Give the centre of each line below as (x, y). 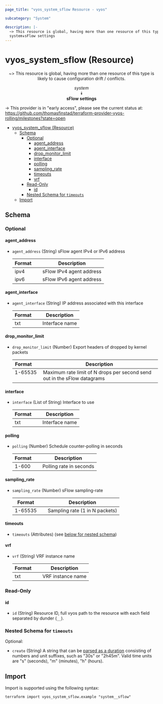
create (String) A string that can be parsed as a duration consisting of (81, 651)
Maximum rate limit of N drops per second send (97, 372)
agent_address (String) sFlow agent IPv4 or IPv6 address (68, 251)
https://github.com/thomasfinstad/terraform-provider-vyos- (65, 113)
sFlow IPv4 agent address (72, 271)
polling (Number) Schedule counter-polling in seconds (67, 446)
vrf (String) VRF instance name (43, 556)
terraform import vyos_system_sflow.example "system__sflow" (68, 697)
